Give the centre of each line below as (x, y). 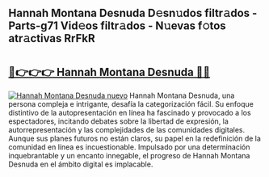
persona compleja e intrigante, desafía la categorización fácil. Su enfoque (131, 104)
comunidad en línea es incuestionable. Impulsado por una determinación (129, 147)
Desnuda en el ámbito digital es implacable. (81, 164)
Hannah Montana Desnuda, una (182, 95)
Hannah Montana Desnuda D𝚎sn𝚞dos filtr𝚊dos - (133, 13)
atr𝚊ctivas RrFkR (52, 38)
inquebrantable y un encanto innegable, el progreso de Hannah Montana (129, 156)
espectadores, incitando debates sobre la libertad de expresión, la (118, 121)
